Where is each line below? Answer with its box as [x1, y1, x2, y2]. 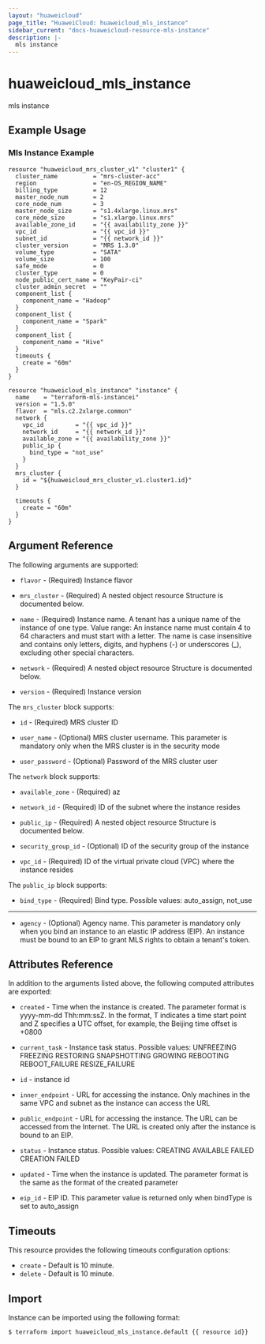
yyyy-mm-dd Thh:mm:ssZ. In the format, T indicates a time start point [19, 1011, 247, 1020]
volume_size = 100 [15, 255, 111, 263]
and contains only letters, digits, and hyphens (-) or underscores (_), [19, 639, 242, 649]
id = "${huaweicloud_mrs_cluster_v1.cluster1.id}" [22, 476, 192, 484]
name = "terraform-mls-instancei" [15, 393, 140, 401]
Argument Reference [8, 539, 114, 552]
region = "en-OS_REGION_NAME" [15, 179, 168, 187]
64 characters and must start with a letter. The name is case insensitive [19, 631, 252, 640]
